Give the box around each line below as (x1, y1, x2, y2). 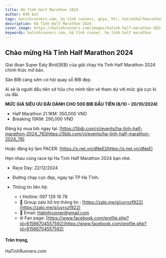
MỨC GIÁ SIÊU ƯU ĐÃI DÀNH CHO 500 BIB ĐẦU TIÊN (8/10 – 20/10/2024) (5, 101, 158, 107)
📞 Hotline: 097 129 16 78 (19, 194, 68, 200)
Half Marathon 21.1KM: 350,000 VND (12, 110, 87, 116)
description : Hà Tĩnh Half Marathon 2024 (5, 21, 92, 26)
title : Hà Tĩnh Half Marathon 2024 (5, 7, 79, 12)
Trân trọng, (5, 237, 29, 243)
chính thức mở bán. (5, 67, 45, 73)
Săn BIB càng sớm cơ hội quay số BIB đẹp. (5, 76, 92, 82)
